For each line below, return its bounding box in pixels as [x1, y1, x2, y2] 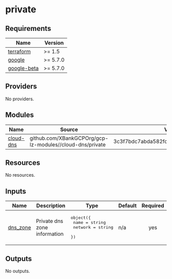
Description [36, 202, 66, 209]
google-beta [8, 65, 39, 71]
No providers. [5, 96, 34, 102]
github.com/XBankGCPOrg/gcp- [30, 135, 109, 142]
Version [44, 40, 64, 46]
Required [141, 202, 164, 209]
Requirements [5, 24, 51, 33]
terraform [8, 48, 31, 55]
